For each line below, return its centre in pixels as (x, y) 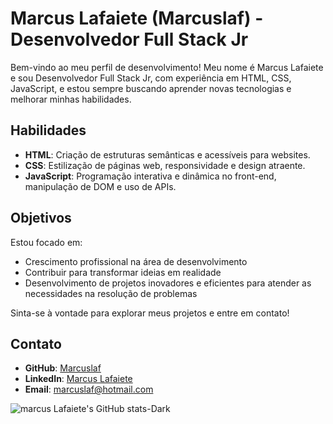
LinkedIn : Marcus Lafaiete (78, 379)
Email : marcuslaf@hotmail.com (89, 389)
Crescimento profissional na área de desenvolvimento (136, 261)
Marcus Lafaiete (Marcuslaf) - (137, 18)
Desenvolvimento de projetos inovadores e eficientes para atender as (168, 283)
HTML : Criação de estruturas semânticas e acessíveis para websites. (167, 154)
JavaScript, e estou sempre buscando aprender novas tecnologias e (151, 88)
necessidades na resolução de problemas (111, 293)
